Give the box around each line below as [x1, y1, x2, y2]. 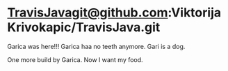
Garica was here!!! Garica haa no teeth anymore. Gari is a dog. [7, 42, 186, 50]
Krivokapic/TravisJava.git [7, 19, 161, 35]
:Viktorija [168, 5, 221, 21]
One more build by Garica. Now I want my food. [7, 55, 144, 63]
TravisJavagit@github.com [7, 5, 168, 21]
